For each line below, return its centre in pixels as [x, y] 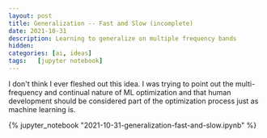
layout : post [30, 16]
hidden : [21, 46]
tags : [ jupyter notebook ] [56, 61]
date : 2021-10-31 [38, 31]
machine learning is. [42, 109]
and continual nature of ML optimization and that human [138, 92]
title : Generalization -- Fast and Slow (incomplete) [101, 23]
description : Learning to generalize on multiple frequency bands [123, 38]
